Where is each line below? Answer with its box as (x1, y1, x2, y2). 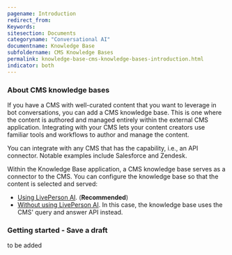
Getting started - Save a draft (7, 225, 108, 235)
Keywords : (7, 23, 36, 30)
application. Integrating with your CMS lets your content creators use (7, 123, 206, 131)
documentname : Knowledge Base (7, 42, 95, 49)
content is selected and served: (7, 179, 98, 188)
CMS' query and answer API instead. (17, 208, 123, 216)
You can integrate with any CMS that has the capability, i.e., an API (7, 144, 199, 152)
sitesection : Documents (7, 29, 77, 37)
